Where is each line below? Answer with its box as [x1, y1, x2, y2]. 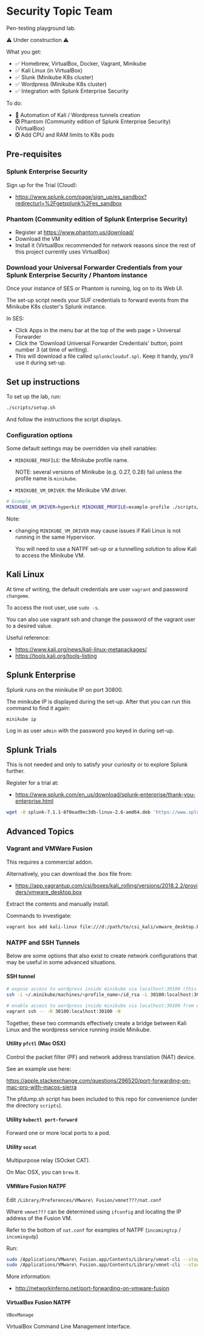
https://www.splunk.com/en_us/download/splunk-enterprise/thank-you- [15, 791, 195, 798]
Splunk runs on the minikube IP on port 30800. [6, 686, 123, 693]
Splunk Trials [6, 745, 57, 755]
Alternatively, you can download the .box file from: [6, 870, 132, 877]
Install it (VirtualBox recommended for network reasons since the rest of [15, 241, 196, 249]
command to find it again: [6, 704, 70, 711]
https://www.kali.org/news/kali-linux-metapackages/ [15, 645, 148, 653]
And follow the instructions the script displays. [6, 416, 123, 423]
